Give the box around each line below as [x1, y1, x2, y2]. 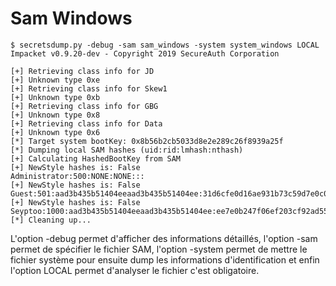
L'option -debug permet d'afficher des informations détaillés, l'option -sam [10, 232, 318, 244]
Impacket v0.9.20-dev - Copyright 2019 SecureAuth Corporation [10, 48, 280, 59]
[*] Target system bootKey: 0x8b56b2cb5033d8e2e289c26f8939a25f [10, 136, 284, 146]
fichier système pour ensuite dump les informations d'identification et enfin [10, 253, 320, 266]
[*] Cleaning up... [10, 215, 92, 225]
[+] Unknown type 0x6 [10, 127, 101, 137]
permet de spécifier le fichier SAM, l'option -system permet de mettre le [10, 243, 308, 255]
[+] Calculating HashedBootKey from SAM [10, 153, 182, 164]
